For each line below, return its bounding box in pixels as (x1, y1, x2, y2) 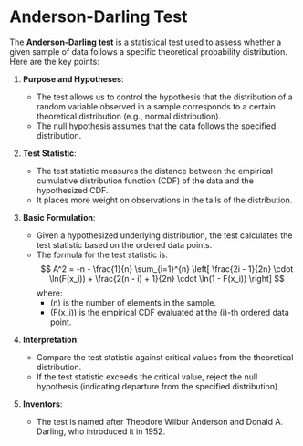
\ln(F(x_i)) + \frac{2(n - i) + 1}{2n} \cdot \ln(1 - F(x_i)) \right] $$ (48, 273, 285, 284)
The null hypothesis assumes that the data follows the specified (36, 120, 277, 131)
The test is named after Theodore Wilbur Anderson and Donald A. (36, 416, 284, 427)
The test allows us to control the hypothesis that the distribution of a (36, 91, 294, 102)
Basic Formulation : (22, 212, 96, 223)
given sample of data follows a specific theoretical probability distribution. (9, 46, 287, 57)
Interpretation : (22, 334, 79, 345)
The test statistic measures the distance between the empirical (36, 165, 274, 176)
